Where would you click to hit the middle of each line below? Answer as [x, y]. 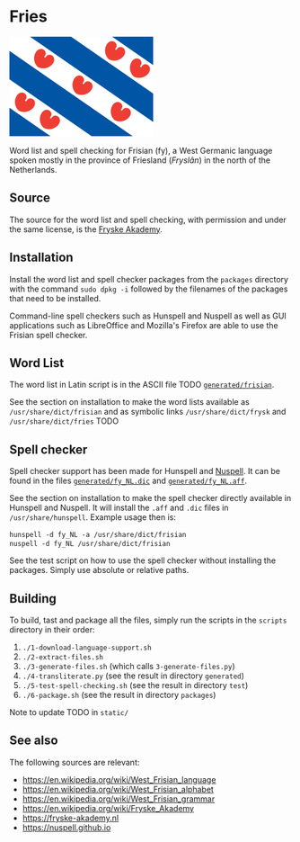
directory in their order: [52, 630]
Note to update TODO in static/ [69, 712]
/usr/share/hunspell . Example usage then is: [93, 517]
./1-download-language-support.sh [87, 648]
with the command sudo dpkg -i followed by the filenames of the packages [149, 289]
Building [33, 599]
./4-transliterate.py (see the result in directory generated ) [133, 676]
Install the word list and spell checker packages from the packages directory [149, 279]
